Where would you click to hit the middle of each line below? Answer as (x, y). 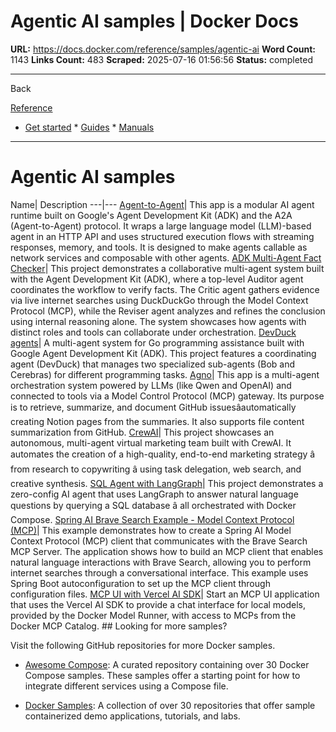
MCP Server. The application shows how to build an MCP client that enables (167, 551)
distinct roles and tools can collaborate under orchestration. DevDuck (153, 332)
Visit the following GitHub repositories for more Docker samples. (143, 645)
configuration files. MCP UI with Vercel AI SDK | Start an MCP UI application (165, 594)
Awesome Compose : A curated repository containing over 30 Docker (167, 664)
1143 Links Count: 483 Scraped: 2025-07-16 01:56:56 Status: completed (161, 59)
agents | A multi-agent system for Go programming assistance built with (157, 342)
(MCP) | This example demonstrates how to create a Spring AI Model (151, 530)
